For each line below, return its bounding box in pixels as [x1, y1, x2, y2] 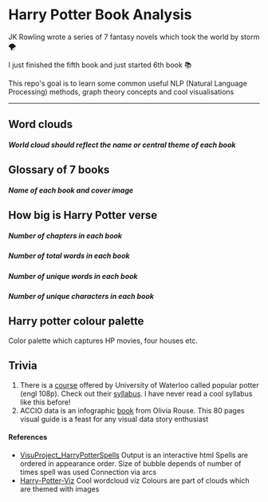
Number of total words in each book [8, 251, 130, 261]
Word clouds [8, 118, 73, 131]
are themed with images [19, 484, 100, 493]
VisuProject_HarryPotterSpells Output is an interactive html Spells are [19, 450, 249, 460]
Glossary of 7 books [8, 163, 110, 177]
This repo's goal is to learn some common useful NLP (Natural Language [8, 78, 247, 88]
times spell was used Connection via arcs [19, 467, 157, 476]
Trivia [8, 359, 37, 373]
